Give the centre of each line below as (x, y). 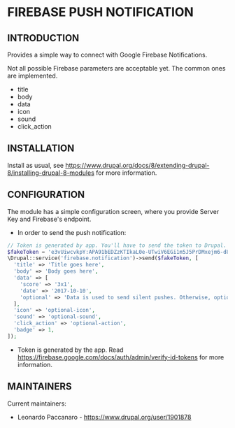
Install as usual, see (36, 165)
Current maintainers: (37, 404)
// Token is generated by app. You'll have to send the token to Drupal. (117, 245)
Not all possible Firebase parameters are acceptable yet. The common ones (116, 68)
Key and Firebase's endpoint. (49, 219)
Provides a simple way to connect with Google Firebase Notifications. (107, 55)
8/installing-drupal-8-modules (51, 173)
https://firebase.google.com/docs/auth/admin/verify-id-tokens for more (121, 357)
